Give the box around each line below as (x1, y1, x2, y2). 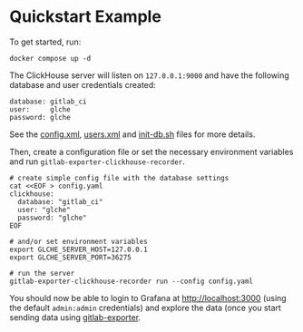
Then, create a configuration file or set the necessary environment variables (9, 146, 294, 157)
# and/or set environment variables (9, 237, 148, 246)
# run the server (9, 269, 75, 278)
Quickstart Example (9, 6, 161, 27)
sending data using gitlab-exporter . (9, 311, 142, 323)
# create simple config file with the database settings (9, 173, 230, 182)
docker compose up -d (9, 54, 92, 63)
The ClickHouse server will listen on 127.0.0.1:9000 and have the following (9, 70, 290, 81)
